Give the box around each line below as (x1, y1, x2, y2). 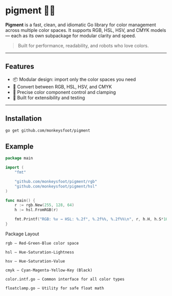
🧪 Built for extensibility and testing (12, 95, 85, 101)
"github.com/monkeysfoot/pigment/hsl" (14, 183, 97, 189)
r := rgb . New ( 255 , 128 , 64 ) (14, 202, 74, 208)
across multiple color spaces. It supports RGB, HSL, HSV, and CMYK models (5, 27, 166, 33)
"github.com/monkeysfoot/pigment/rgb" (14, 179, 97, 184)
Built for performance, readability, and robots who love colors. (17, 42, 149, 48)
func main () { (5, 198, 36, 203)
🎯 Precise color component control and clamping (12, 89, 116, 95)
